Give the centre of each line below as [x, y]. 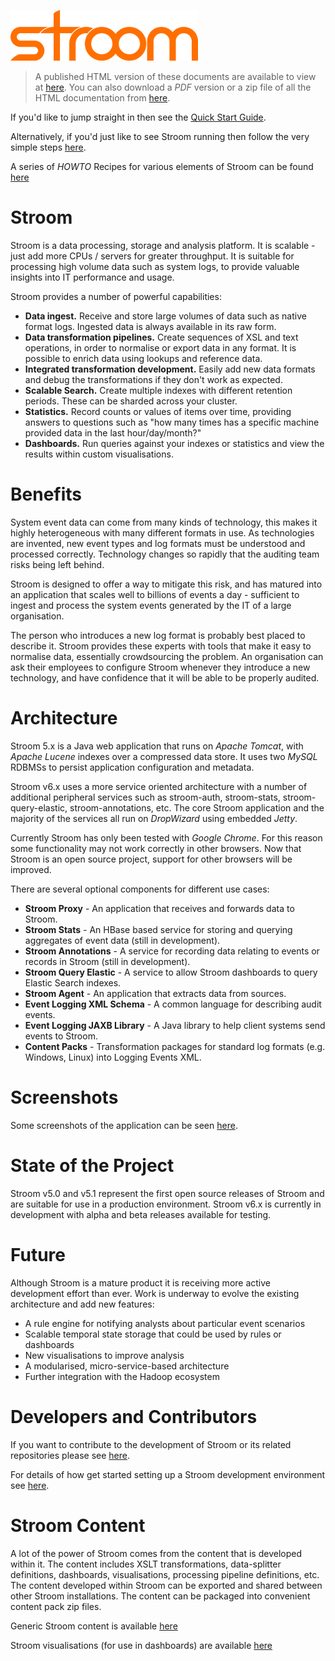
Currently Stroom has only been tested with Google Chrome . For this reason [166, 837]
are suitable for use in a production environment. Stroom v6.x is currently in [166, 1204]
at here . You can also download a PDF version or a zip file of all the [173, 87]
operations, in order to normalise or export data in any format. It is [160, 347]
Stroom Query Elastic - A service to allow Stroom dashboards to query [171, 972]
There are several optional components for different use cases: [140, 889]
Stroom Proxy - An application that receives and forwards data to [159, 908]
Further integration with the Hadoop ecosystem [122, 1376]
